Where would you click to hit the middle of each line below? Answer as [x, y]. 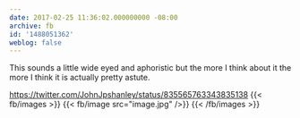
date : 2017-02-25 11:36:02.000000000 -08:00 [94, 17]
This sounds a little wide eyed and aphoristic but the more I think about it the [150, 68]
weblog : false [36, 42]
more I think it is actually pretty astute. [80, 78]
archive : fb [31, 26]
